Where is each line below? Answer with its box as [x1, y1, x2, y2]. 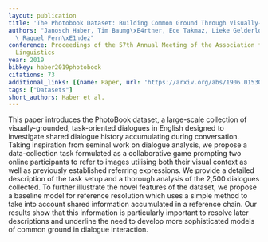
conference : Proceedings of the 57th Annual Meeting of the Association [8, 41, 255, 49]
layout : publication [8, 11, 77, 20]
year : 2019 [8, 57, 45, 64]
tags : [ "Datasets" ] [8, 85, 73, 94]
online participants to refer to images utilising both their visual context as [8, 157, 248, 167]
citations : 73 [8, 71, 56, 79]
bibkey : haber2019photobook [8, 64, 102, 72]
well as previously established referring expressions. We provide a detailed [8, 166, 255, 175]
